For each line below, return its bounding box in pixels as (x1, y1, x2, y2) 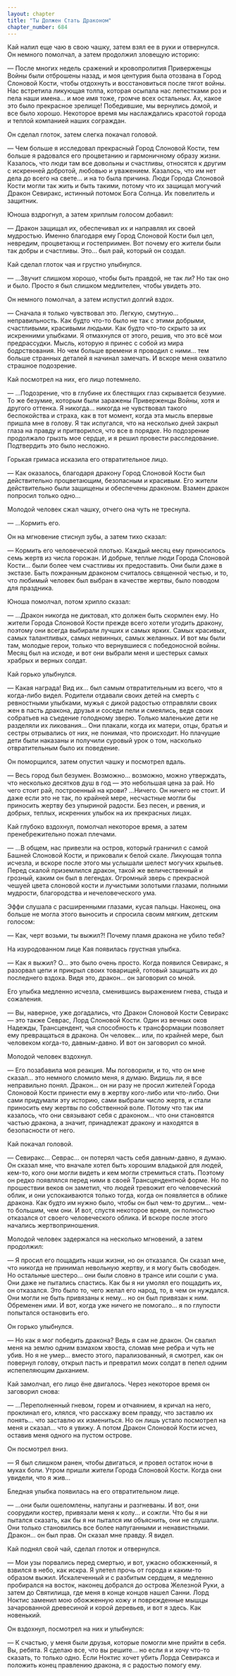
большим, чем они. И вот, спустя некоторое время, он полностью (15, 1206, 216, 1215)
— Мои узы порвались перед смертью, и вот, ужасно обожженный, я (7, 1559, 218, 1567)
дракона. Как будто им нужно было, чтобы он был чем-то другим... (7, 1199, 211, 1207)
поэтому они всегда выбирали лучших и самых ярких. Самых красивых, (7, 627, 227, 635)
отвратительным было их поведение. (7, 744, 120, 752)
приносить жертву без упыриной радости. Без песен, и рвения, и (7, 801, 206, 810)
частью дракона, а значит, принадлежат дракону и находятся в (7, 1119, 199, 1127)
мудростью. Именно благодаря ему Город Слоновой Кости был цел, (7, 231, 215, 240)
